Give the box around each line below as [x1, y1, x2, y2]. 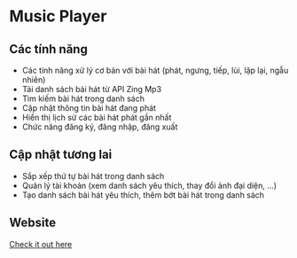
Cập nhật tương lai [9, 147, 113, 162]
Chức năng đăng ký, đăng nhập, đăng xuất [21, 121, 178, 132]
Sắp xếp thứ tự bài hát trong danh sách [21, 170, 165, 181]
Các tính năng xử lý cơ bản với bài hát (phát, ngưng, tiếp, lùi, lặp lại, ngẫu [21, 65, 289, 75]
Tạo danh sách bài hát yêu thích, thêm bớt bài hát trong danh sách [21, 189, 264, 200]
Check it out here [9, 238, 73, 249]
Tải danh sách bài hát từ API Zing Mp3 [21, 84, 162, 94]
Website [9, 215, 56, 231]
